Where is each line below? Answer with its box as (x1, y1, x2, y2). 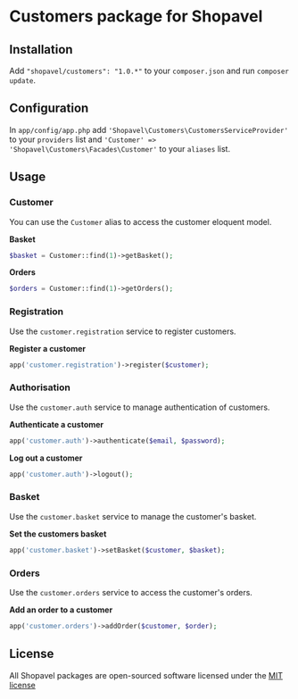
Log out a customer (9, 453, 83, 463)
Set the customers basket (9, 528, 107, 539)
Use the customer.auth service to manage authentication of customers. (9, 402, 270, 412)
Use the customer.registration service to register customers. (9, 326, 236, 337)
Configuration (9, 101, 89, 116)
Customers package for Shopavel (9, 6, 263, 27)
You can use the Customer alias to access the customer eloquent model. (9, 216, 272, 227)
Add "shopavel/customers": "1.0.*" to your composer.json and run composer (9, 65, 290, 76)
